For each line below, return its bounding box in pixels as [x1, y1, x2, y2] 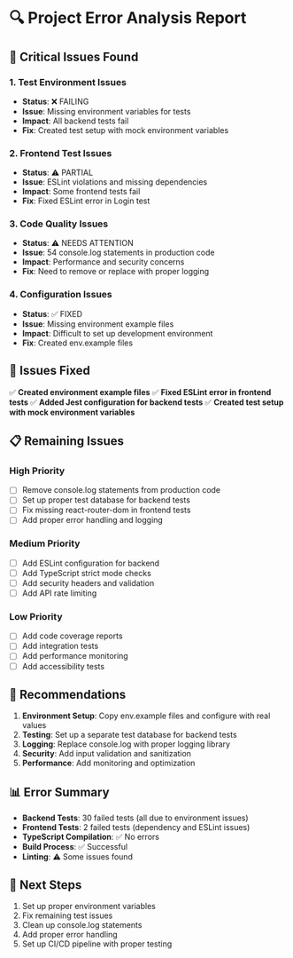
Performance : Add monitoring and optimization [21, 757, 196, 769]
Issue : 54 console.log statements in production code [21, 247, 215, 258]
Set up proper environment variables [21, 901, 157, 912]
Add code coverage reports [21, 630, 123, 641]
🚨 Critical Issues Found [9, 49, 139, 64]
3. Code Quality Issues [9, 218, 109, 230]
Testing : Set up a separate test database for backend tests [21, 730, 237, 740]
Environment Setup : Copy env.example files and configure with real [21, 710, 271, 721]
